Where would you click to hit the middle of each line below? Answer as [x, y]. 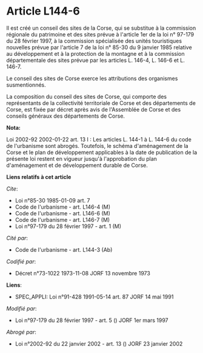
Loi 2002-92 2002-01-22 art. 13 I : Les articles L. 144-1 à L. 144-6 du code [99, 139]
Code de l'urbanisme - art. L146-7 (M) [62, 220]
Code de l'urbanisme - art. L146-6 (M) [62, 213]
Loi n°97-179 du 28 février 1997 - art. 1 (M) [68, 226]
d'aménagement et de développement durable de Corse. [77, 165]
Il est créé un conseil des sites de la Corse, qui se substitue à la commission [101, 28]
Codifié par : [21, 261]
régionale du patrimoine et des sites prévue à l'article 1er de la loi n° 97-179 [100, 34]
